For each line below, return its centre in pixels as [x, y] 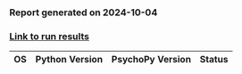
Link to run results [49, 36]
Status [214, 60]
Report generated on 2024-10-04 [83, 12]
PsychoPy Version [151, 60]
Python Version [69, 60]
